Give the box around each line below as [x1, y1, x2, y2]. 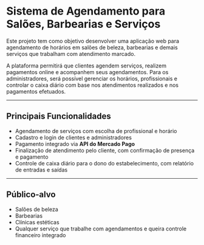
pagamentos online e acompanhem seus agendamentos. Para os [6, 68, 169, 75]
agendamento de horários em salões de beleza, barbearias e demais [6, 44, 178, 51]
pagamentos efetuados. [6, 88, 66, 95]
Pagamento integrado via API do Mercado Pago [15, 140, 135, 147]
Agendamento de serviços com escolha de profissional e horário [15, 127, 177, 134]
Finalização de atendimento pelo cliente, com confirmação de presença [15, 147, 195, 154]
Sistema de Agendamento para [6, 4, 166, 18]
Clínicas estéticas [15, 218, 59, 226]
